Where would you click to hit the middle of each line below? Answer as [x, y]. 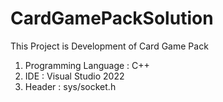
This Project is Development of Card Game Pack [109, 46]
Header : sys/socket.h [70, 86]
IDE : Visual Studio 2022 [74, 76]
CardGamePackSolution [112, 18]
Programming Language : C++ [87, 65]
